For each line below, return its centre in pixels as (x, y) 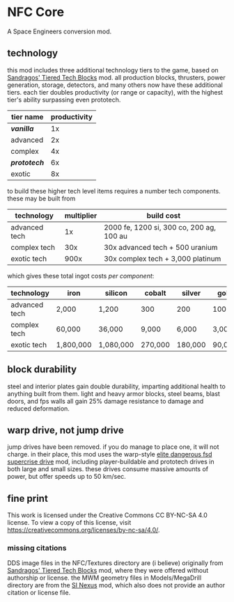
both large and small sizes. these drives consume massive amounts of (108, 469)
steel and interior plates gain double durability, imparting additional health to (117, 386)
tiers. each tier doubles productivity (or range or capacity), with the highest (115, 92)
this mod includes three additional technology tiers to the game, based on (113, 70)
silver (191, 293)
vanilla (22, 128)
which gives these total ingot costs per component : (81, 276)
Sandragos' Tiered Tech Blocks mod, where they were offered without (108, 571)
